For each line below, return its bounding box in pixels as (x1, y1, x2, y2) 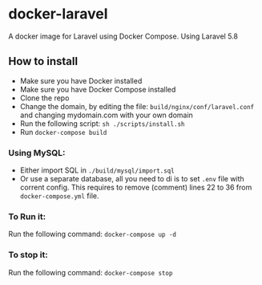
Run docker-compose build (19, 127, 107, 136)
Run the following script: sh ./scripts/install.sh (19, 118, 185, 128)
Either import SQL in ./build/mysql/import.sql (19, 165, 175, 175)
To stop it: (8, 250, 48, 261)
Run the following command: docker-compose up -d (8, 230, 176, 239)
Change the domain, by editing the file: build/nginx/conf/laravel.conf (19, 101, 255, 111)
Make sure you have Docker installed (19, 75, 143, 85)
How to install (8, 55, 79, 68)
